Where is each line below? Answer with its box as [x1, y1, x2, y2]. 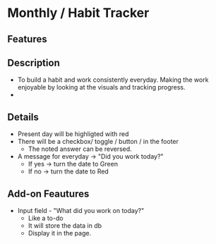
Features [7, 33, 47, 45]
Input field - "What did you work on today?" [17, 207, 145, 215]
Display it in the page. [28, 229, 92, 238]
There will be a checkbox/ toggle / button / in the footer [17, 138, 179, 146]
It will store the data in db [28, 221, 102, 230]
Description [7, 56, 60, 68]
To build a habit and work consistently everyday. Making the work [17, 75, 209, 84]
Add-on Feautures [7, 188, 90, 200]
